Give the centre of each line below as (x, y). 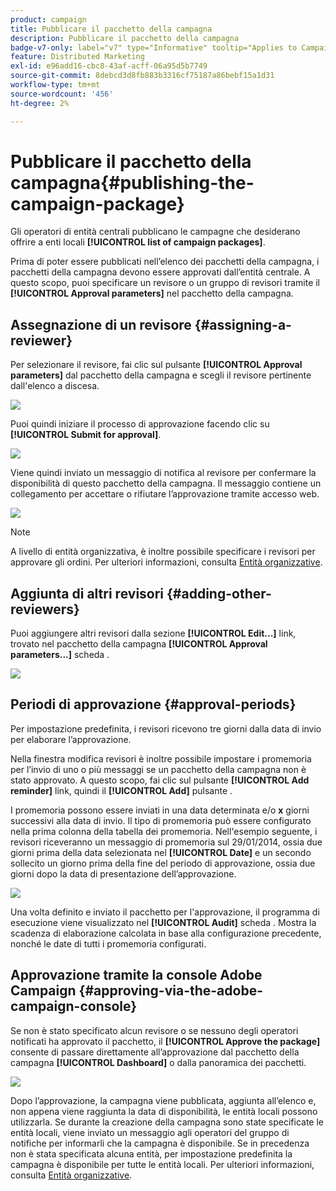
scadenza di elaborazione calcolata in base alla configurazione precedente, (166, 933)
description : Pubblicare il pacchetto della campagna (125, 38)
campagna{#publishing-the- (132, 182)
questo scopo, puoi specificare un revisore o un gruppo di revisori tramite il (165, 283)
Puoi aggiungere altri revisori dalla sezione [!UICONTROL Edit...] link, (153, 633)
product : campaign (48, 19)
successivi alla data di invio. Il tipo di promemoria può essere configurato (161, 820)
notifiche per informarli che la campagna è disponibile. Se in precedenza (160, 1143)
